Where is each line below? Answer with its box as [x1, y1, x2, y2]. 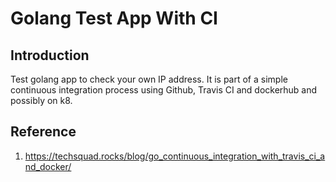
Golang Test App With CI [10, 7, 218, 30]
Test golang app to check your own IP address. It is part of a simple [10, 73, 288, 85]
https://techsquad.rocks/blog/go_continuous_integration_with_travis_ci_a [24, 150, 326, 162]
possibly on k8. [10, 95, 73, 106]
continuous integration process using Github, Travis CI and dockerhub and [10, 84, 318, 96]
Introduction [10, 47, 90, 64]
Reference [10, 123, 77, 141]
